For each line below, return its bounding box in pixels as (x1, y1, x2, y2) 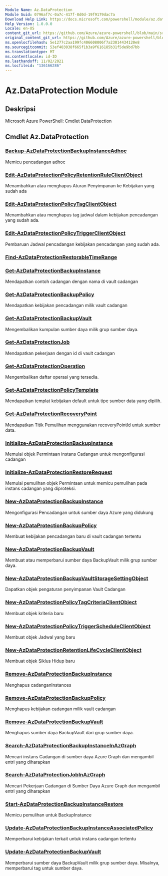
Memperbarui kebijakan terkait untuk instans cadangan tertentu (5, 836, 136, 842)
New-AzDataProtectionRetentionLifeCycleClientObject (5, 647, 141, 654)
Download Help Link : (5, 17, 48, 22)
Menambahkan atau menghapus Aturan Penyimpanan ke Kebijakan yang (5, 183, 155, 189)
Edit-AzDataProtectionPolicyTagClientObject (5, 201, 116, 208)
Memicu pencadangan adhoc (5, 159, 66, 165)
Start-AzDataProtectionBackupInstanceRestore (5, 800, 123, 807)
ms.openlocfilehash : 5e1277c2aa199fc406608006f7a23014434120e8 (5, 40, 140, 45)
